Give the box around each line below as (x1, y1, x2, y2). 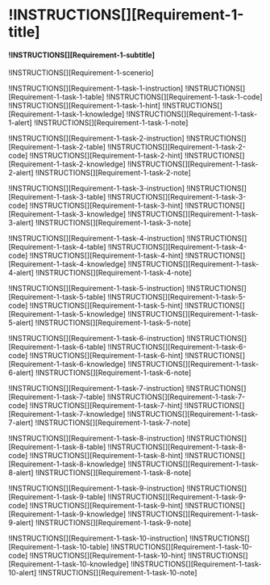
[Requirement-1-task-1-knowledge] (8, 109, 125, 119)
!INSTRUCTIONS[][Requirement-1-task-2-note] (35, 168, 191, 178)
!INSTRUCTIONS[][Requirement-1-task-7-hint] (29, 401, 183, 410)
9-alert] (8, 518, 34, 528)
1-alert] (8, 118, 32, 128)
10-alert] (8, 568, 37, 578)
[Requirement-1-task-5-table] (8, 292, 106, 302)
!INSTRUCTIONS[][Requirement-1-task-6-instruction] (8, 334, 185, 343)
